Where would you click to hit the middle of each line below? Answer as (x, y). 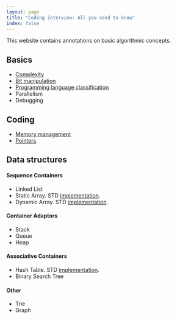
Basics (19, 59)
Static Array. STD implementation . (58, 195)
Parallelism (29, 94)
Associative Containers (37, 256)
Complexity (30, 74)
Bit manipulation (35, 81)
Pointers (26, 140)
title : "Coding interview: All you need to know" (71, 18)
